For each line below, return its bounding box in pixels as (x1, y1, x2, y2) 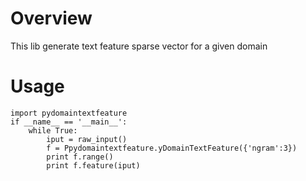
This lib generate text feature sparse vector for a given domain (10, 40, 268, 52)
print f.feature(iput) (46, 160, 141, 171)
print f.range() (46, 152, 114, 162)
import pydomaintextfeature (10, 108, 128, 118)
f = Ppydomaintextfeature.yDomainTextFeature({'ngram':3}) (46, 143, 298, 153)
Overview (10, 7, 93, 30)
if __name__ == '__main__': (10, 117, 128, 127)
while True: (28, 125, 78, 136)
